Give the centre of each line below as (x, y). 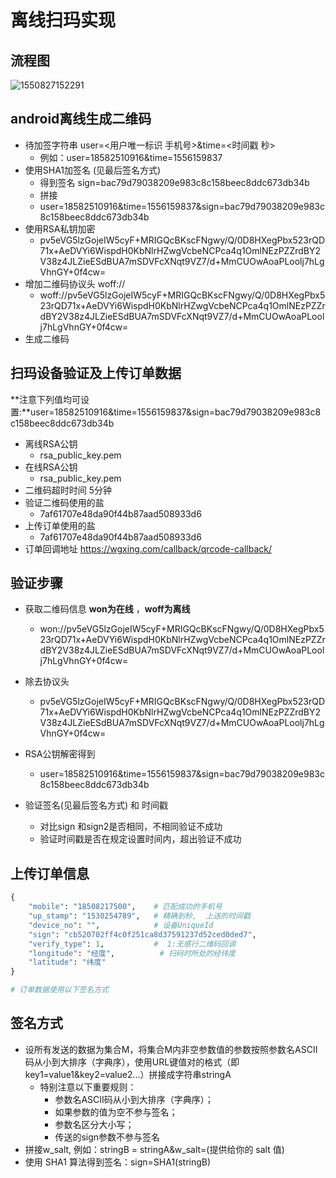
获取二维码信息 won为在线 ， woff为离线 (107, 609)
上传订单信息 (50, 873)
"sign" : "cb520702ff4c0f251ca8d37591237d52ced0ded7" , (142, 934)
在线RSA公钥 (51, 467)
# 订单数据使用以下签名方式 (60, 990)
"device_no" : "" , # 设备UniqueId (121, 925)
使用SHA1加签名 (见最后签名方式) (93, 170)
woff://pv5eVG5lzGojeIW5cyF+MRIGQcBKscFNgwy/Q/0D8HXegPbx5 (182, 295)
